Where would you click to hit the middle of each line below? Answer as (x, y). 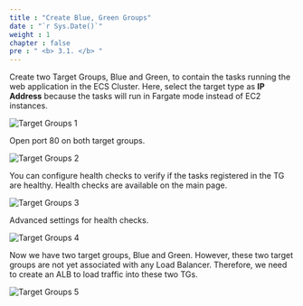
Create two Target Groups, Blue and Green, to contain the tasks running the (150, 77)
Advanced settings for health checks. (79, 220)
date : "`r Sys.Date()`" (56, 26)
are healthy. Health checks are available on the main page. (118, 185)
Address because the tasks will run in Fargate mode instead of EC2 (135, 97)
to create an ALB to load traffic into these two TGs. (104, 274)
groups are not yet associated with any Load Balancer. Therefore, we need (148, 265)
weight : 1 (30, 34)
